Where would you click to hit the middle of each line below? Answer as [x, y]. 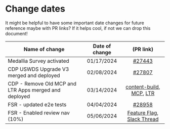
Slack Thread [143, 119]
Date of [102, 46]
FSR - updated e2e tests [37, 104]
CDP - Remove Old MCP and [42, 83]
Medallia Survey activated [38, 61]
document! [16, 33]
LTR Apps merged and [34, 90]
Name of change [44, 49]
